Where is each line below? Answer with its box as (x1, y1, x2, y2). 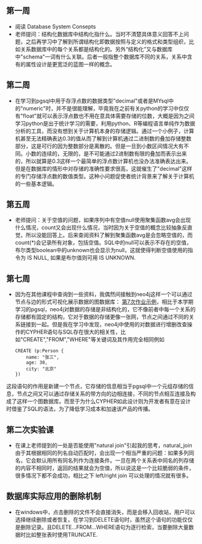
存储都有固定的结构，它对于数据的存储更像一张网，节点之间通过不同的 (14, 313, 189, 321)
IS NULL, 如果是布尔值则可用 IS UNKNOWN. (26, 254, 136, 261)
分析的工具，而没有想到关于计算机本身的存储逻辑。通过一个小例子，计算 (14, 127, 194, 134)
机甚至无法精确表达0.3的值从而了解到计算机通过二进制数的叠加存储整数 (14, 134, 192, 142)
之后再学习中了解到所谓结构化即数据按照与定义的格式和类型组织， (25, 38, 189, 45)
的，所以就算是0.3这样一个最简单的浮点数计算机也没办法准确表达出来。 (14, 157, 192, 165)
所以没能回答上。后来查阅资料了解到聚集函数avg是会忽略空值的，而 (25, 232, 193, 239)
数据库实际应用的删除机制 (6, 491, 101, 502)
